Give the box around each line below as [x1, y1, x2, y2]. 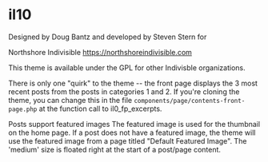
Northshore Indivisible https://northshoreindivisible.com [8, 47, 192, 57]
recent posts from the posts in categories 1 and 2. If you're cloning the [8, 86, 240, 97]
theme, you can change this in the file [8, 95, 133, 105]
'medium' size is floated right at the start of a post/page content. [8, 144, 222, 154]
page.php [8, 105, 38, 113]
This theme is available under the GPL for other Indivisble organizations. [8, 62, 246, 73]
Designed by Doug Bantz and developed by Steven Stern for [8, 32, 207, 41]
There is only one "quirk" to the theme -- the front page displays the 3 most [8, 78, 258, 88]
